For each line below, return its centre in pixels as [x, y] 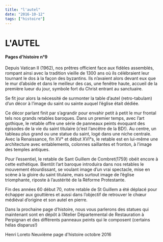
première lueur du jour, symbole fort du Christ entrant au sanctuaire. [74, 88]
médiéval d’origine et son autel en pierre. [46, 200]
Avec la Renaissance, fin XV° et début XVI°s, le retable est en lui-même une [81, 139]
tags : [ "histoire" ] [25, 19]
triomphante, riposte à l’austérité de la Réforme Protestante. [66, 180]
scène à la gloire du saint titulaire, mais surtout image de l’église [70, 174]
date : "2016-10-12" [25, 14]
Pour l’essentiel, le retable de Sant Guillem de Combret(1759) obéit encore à [81, 159]
